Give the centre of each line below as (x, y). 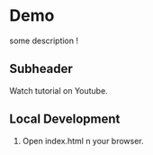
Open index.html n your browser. (83, 141)
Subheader (41, 69)
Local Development (65, 119)
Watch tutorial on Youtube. (58, 90)
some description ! (44, 41)
